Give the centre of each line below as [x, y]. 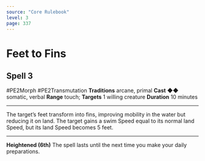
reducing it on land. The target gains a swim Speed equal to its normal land [100, 121]
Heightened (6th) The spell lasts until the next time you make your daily [97, 145]
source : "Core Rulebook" [38, 12]
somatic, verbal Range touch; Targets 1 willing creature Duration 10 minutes [102, 97]
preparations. [23, 152]
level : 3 [17, 18]
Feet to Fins [36, 53]
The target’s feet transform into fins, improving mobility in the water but [96, 115]
